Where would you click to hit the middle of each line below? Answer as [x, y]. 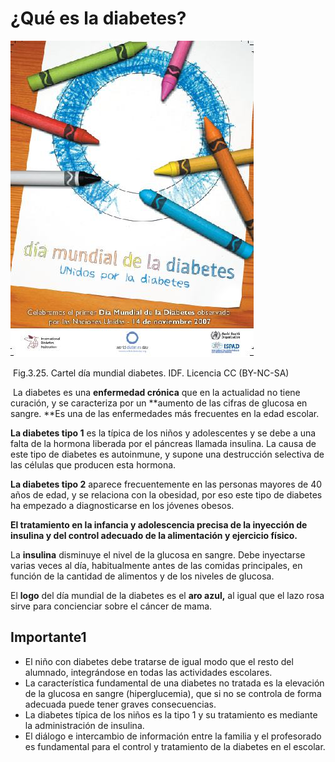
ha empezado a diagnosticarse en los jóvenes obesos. [122, 505]
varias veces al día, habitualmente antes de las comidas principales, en [156, 565]
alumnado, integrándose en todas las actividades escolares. [148, 672]
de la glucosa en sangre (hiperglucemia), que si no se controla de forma [173, 693]
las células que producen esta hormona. [93, 464]
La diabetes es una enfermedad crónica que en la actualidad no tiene [156, 392]
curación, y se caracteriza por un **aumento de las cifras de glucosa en [159, 403]
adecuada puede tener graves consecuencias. [120, 704]
